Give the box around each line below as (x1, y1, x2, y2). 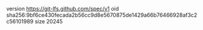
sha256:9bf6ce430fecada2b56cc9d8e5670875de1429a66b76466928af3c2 (6, 11, 198, 19)
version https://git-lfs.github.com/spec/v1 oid (6, 5, 119, 12)
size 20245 (35, 18, 63, 25)
